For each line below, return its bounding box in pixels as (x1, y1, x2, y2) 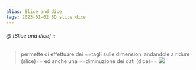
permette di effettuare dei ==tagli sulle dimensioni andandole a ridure (20, 51, 190, 58)
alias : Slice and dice (6, 8, 62, 15)
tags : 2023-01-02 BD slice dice (6, 14, 86, 20)
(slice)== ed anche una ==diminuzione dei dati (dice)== (20, 57, 158, 65)
